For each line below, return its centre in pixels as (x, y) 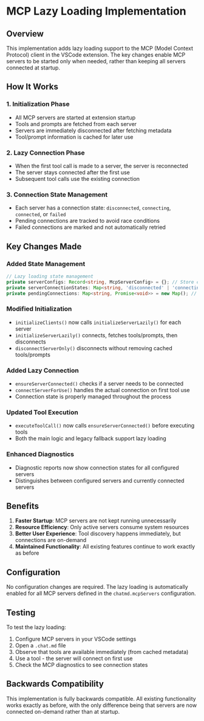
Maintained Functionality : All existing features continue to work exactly (105, 547)
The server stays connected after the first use (73, 172)
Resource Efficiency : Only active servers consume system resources (102, 527)
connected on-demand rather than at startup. (63, 711)
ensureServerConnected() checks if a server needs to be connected (99, 384)
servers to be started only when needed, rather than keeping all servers (96, 61)
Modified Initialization (39, 309)
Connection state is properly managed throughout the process (93, 396)
